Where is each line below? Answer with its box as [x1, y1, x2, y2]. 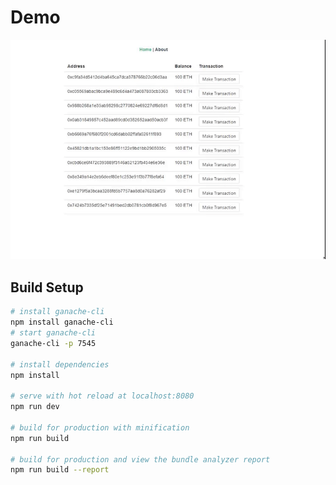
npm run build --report [10, 465, 110, 475]
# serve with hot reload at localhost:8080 [10, 391, 195, 401]
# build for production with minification [10, 422, 190, 433]
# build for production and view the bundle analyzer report [10, 454, 271, 465]
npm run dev [10, 402, 60, 412]
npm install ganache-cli [10, 317, 114, 328]
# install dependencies [10, 359, 110, 370]
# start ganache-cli [10, 328, 97, 338]
